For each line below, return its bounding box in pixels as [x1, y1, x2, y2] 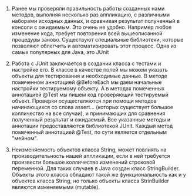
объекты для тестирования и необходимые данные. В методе [11, 73, 167, 79]
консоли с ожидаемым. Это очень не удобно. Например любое [11, 23, 172, 31]
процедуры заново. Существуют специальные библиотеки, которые [11, 36, 184, 43]
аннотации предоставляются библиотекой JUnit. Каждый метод [11, 123, 173, 129]
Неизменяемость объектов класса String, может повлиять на [11, 146, 167, 153]
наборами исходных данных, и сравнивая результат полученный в [11, 18, 180, 24]
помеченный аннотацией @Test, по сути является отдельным [11, 129, 167, 136]
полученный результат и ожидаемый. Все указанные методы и [11, 116, 171, 123]
